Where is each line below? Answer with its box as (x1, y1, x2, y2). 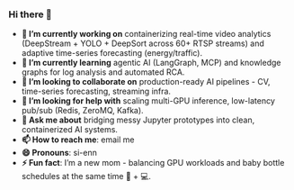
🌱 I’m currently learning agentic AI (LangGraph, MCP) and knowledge (21, 58, 281, 68)
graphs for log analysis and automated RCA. (21, 67, 185, 77)
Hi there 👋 (8, 8, 53, 21)
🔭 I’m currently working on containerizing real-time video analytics (21, 29, 272, 40)
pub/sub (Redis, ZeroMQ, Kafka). (21, 105, 145, 116)
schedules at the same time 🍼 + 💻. (21, 171, 152, 182)
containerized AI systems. (21, 124, 119, 135)
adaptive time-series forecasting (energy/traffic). (21, 48, 203, 59)
